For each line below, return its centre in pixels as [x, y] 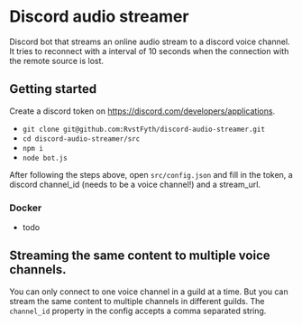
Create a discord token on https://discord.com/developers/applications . [142, 111]
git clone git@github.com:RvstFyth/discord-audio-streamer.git [144, 129]
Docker [26, 208]
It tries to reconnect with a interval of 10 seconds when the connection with [149, 51]
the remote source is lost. [57, 60]
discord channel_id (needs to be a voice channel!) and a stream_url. [135, 184]
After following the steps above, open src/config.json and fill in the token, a [151, 174]
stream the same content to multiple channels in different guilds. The [137, 301]
